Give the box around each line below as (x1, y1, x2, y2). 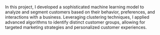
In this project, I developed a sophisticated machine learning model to (5, 4, 144, 10)
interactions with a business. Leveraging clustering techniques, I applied (5, 14, 149, 20)
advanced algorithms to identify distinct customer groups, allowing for (5, 19, 145, 25)
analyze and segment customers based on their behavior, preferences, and (5, 9, 155, 15)
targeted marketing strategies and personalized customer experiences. (5, 24, 147, 30)
